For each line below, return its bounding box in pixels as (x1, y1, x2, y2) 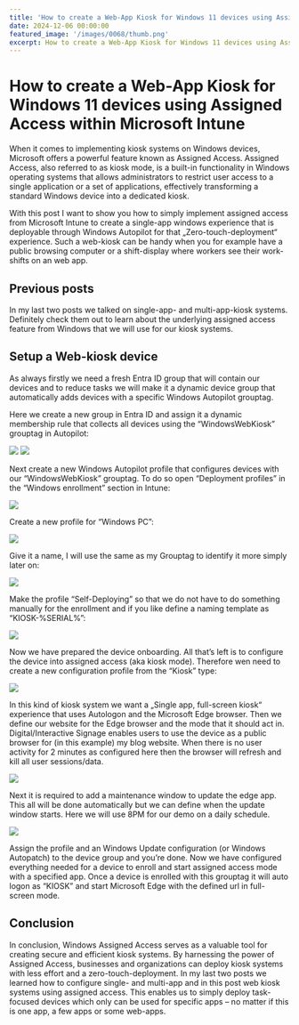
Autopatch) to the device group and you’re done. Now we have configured (9, 851, 282, 863)
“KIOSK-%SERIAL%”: (9, 612, 86, 623)
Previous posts (9, 281, 94, 296)
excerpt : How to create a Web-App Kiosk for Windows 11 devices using (9, 37, 277, 47)
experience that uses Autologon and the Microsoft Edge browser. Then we (9, 708, 282, 719)
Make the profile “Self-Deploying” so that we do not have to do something (9, 593, 280, 604)
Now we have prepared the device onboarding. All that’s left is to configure (9, 646, 284, 657)
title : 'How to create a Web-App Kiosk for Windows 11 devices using (9, 12, 273, 22)
